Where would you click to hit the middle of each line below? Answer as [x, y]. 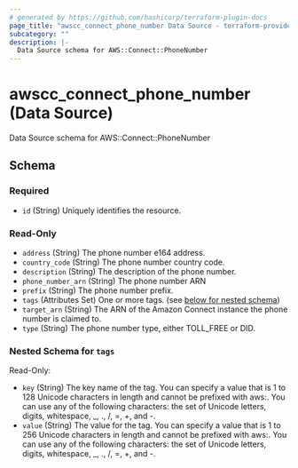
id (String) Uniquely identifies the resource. [102, 210]
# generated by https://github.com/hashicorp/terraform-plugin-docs [138, 17]
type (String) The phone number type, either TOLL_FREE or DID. [138, 329]
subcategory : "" [39, 34]
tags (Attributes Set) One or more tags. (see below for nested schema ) [151, 300]
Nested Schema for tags [62, 351]
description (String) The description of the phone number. [129, 272]
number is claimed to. [62, 319]
